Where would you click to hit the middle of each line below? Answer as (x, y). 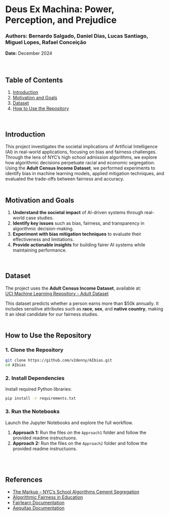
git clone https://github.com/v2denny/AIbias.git (59, 360)
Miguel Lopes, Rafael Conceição (46, 43)
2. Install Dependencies (35, 378)
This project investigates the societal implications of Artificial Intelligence (81, 147)
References (24, 480)
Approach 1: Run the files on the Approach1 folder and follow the (79, 432)
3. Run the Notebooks (32, 411)
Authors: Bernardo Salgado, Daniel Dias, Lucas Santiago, (77, 36)
